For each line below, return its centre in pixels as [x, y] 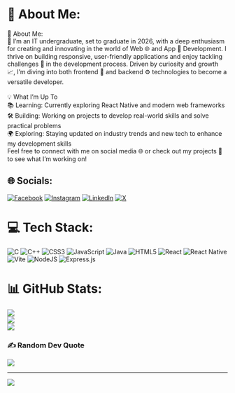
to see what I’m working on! [47, 159]
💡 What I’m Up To [33, 97]
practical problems [34, 125]
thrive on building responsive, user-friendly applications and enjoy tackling [115, 56]
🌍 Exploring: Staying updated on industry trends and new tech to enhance [115, 133]
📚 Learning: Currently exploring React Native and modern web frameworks [116, 105]
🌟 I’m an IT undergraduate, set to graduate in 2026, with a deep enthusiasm [116, 41]
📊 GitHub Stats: [55, 288]
